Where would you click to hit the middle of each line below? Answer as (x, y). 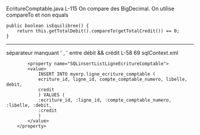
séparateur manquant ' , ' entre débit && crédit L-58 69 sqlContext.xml (92, 53)
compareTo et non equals (37, 15)
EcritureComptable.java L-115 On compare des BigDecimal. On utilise (90, 9)
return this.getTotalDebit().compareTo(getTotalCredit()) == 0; (98, 31)
